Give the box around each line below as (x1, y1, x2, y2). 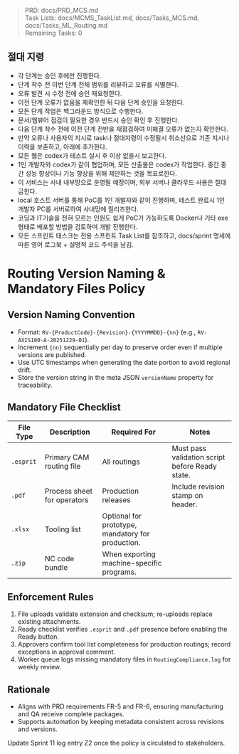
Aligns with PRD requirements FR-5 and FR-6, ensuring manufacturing (17, 702, 224, 711)
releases (102, 494, 131, 504)
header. (171, 499, 198, 509)
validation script (171, 452, 225, 462)
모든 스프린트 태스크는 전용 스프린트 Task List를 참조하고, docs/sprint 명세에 (17, 231, 231, 240)
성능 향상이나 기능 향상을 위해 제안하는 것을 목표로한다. (25, 169, 178, 177)
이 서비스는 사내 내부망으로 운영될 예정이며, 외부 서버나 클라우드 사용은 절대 (17, 178, 227, 186)
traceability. (17, 381, 53, 389)
